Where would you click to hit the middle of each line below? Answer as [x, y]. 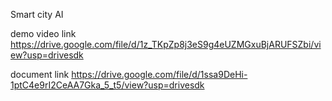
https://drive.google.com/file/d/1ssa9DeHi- [159, 74]
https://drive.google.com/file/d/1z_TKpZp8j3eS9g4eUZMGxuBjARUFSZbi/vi [166, 44]
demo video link [43, 33]
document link [40, 74]
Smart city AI [37, 14]
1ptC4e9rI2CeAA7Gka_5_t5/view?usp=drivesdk [107, 85]
